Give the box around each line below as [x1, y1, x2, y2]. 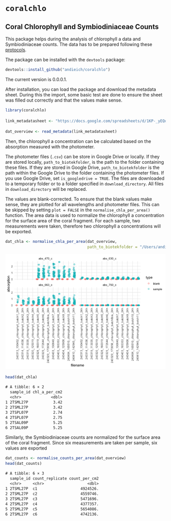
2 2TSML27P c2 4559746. [5, 491, 99, 497]
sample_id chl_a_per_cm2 [10, 389, 63, 394]
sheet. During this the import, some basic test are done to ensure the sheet [5, 91, 163, 97]
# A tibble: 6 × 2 [5, 384, 44, 389]
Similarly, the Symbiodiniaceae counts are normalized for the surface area [5, 434, 161, 440]
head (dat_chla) [5, 375, 38, 380]
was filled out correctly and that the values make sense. [5, 97, 123, 103]
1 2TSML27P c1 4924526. [5, 486, 99, 491]
